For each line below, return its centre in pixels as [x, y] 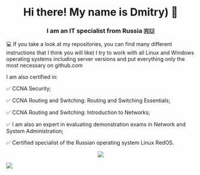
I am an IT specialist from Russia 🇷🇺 [100, 31]
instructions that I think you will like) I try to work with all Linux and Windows [100, 53]
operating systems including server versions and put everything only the [96, 59]
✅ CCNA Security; [29, 88]
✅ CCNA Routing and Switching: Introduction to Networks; [78, 112]
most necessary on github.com [45, 66]
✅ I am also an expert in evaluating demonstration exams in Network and [96, 124]
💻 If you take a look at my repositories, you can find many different [89, 44]
